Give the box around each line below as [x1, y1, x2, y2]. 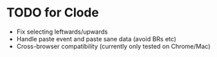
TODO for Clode [6, 5, 100, 21]
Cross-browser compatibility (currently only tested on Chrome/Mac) [16, 42, 211, 50]
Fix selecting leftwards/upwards [16, 27, 108, 36]
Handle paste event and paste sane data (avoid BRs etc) [16, 34, 177, 43]
